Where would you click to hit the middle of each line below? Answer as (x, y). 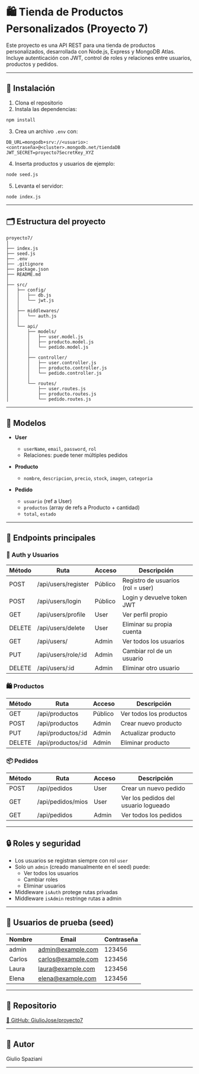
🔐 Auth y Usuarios (33, 555)
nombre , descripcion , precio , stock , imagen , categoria (88, 478)
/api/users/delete (61, 628)
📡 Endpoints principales (51, 538)
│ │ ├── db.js (29, 295)
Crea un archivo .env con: (46, 131)
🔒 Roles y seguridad (44, 843)
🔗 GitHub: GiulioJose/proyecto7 (45, 1020)
